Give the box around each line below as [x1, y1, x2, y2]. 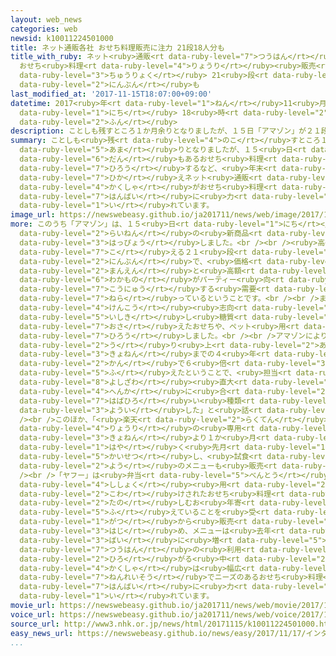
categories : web [10, 24, 78, 34]
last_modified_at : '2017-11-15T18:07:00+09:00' [10, 89, 213, 99]
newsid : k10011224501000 [10, 33, 114, 43]
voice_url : [10, 609, 56, 620]
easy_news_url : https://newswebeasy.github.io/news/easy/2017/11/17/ [10, 628, 307, 638]
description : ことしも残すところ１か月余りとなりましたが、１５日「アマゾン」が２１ [10, 126, 322, 136]
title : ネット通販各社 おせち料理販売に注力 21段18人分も [10, 42, 225, 53]
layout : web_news [10, 14, 83, 25]
